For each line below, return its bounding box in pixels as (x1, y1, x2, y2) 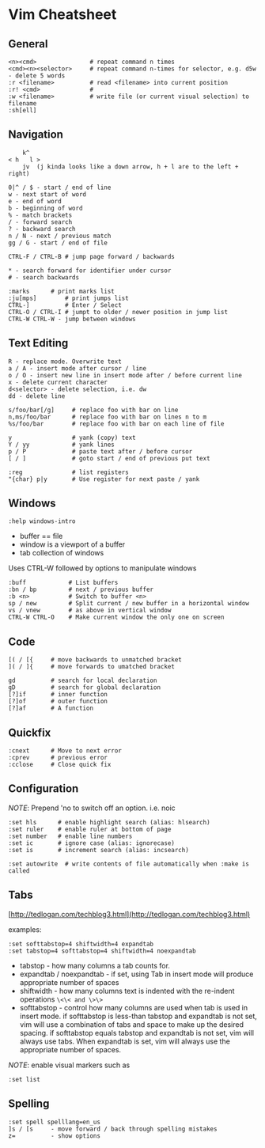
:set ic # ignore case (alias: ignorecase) (8, 839, 176, 847)
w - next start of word (8, 190, 87, 199)
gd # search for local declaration (8, 676, 157, 685)
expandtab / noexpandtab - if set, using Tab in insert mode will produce (19, 969, 254, 979)
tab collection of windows (19, 548, 104, 558)
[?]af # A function (8, 704, 93, 713)
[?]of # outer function (8, 698, 108, 706)
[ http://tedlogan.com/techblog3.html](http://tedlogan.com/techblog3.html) (8, 909, 251, 919)
